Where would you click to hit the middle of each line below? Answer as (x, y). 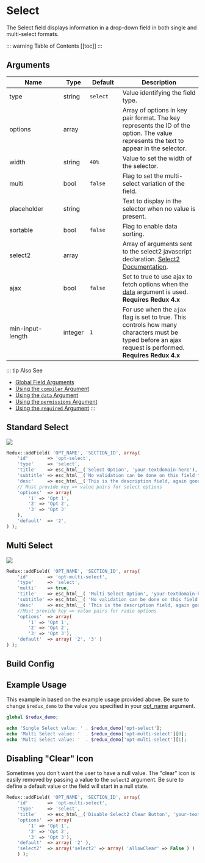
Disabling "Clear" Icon (50, 758)
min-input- (26, 329)
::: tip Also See (24, 370)
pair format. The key (151, 118)
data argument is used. (155, 292)
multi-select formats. (33, 34)
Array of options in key (155, 110)
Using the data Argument (47, 395)
